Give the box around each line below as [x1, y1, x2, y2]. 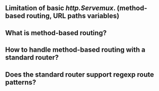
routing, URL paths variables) [26, 12, 119, 20]
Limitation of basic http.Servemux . [5, 4, 116, 12]
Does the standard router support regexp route [5, 70, 154, 79]
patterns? [5, 78, 36, 87]
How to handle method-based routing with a [5, 46, 145, 54]
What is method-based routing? [5, 28, 107, 37]
